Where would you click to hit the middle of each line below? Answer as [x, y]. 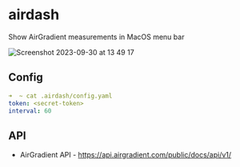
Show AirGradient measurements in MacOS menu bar [96, 37]
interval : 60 [30, 111]
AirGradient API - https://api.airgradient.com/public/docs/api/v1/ [126, 155]
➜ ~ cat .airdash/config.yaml [60, 96]
